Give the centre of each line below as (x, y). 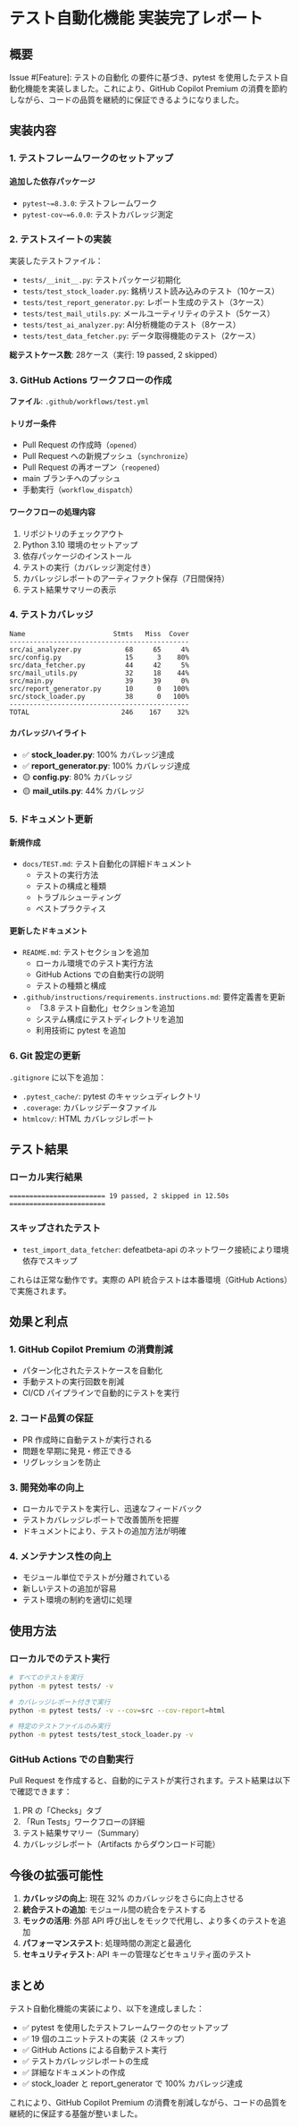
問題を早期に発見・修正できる (77, 1451)
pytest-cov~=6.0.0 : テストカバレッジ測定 (98, 214)
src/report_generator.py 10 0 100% (100, 689)
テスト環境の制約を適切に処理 (77, 1600)
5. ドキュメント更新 (51, 819)
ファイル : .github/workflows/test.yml (79, 401)
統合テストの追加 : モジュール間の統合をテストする (114, 1910)
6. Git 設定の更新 (45, 1056)
